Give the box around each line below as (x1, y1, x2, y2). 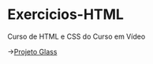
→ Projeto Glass (7, 47, 58, 56)
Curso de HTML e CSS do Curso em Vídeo (7, 32, 146, 41)
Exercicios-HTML (7, 6, 124, 24)
